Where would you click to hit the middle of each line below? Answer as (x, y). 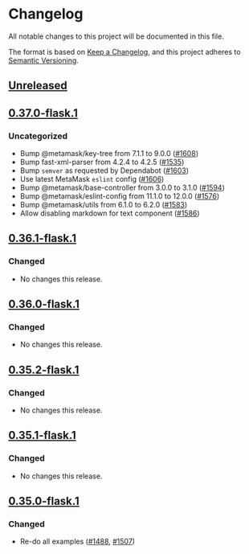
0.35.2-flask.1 (44, 369)
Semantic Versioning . (43, 60)
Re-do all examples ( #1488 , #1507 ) (77, 542)
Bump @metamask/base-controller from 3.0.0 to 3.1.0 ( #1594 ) (122, 188)
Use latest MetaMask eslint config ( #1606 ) (92, 179)
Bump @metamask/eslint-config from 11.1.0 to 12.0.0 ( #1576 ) (120, 196)
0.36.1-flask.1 (42, 238)
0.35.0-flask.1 (44, 501)
